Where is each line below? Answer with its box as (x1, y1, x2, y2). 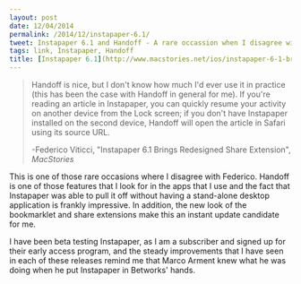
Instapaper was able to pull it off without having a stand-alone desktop (9, 190, 271, 201)
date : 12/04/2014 (9, 22, 74, 30)
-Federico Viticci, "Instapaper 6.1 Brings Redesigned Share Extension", (30, 144, 291, 155)
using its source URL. (30, 127, 110, 137)
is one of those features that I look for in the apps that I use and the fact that (9, 181, 290, 191)
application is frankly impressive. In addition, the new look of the (9, 200, 247, 211)
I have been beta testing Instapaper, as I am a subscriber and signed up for (9, 237, 287, 246)
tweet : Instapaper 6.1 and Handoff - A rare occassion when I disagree (9, 38, 282, 47)
